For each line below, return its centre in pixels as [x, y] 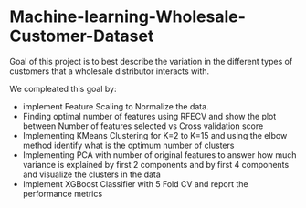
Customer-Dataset [82, 36]
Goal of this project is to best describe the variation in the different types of [151, 61]
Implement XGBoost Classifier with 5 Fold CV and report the [135, 183]
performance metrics [63, 193]
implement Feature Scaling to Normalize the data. [116, 106]
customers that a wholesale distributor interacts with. [110, 71]
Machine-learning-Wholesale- [128, 17]
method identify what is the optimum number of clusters [128, 145]
